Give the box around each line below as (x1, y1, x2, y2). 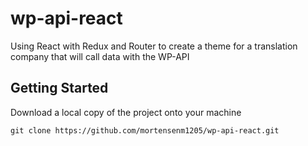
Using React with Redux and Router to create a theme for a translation (10, 40, 298, 52)
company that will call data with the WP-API (10, 50, 190, 62)
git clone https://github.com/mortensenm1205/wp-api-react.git (10, 125, 280, 136)
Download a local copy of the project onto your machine (10, 106, 242, 118)
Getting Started (10, 80, 109, 97)
